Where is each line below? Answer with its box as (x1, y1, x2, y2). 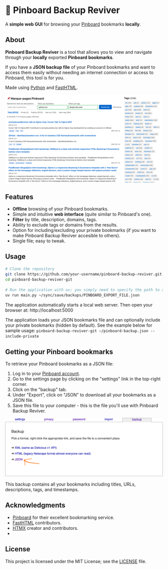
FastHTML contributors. (12, 519, 61, 526)
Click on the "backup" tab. (12, 386, 67, 392)
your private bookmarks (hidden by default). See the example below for (5, 322, 152, 328)
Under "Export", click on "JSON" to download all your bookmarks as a (12, 391, 156, 398)
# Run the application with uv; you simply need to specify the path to (5, 288, 160, 293)
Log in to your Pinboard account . (12, 370, 80, 376)
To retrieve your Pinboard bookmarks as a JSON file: (5, 361, 114, 367)
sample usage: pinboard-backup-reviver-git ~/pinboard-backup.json (5, 328, 148, 334)
